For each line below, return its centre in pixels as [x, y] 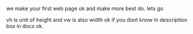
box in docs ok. [25, 26]
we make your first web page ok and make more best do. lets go [85, 8]
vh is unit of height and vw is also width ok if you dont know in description [97, 20]
